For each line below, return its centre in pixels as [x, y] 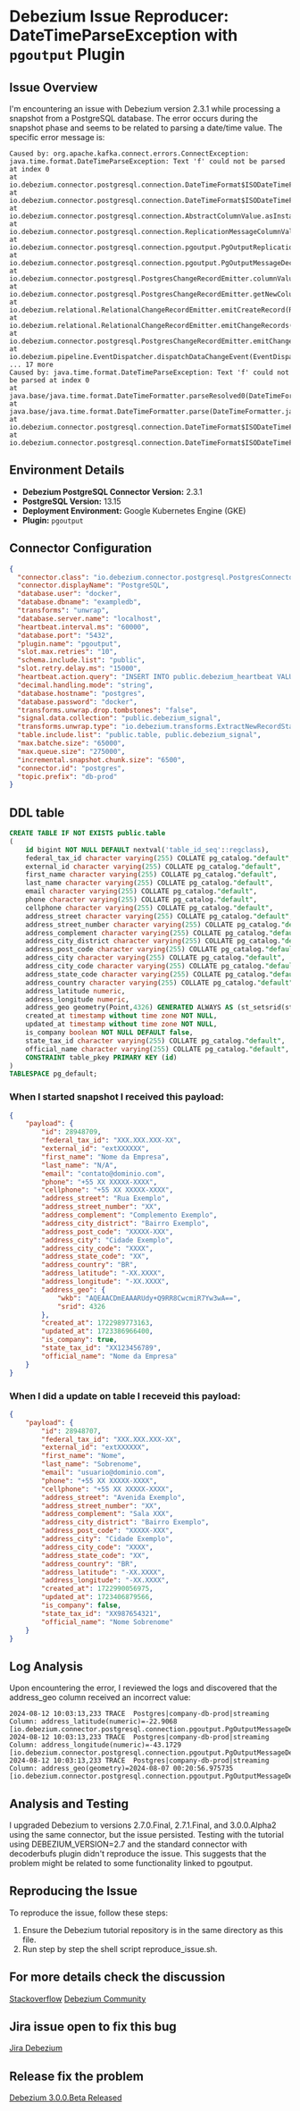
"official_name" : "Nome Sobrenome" [108, 1622]
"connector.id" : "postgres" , [71, 768]
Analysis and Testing [69, 1803]
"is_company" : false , [82, 1605]
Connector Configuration [81, 548]
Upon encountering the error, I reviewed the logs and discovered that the [143, 1688]
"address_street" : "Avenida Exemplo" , [113, 1497]
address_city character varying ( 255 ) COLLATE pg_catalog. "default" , [155, 958]
